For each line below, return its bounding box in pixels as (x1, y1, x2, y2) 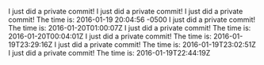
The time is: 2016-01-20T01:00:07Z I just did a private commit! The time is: (8, 23, 251, 32)
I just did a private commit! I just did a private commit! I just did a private (8, 7, 243, 16)
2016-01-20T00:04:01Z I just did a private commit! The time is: (8, 31, 212, 41)
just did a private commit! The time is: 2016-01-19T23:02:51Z (58, 40, 256, 49)
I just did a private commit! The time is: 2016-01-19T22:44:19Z (8, 49, 211, 57)
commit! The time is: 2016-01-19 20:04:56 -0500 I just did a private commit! (8, 15, 256, 24)
